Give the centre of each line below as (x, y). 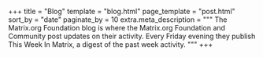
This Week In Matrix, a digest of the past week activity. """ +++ (111, 45)
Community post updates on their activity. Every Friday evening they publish (132, 36)
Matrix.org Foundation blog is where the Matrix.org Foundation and (117, 28)
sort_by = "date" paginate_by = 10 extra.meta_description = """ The (118, 20)
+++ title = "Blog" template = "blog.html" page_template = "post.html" (122, 11)
